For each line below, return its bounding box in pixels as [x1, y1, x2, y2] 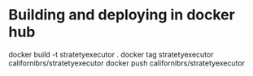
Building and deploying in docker [8, 6, 236, 24]
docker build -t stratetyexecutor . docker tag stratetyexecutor [8, 49, 214, 59]
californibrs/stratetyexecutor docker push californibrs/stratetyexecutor [8, 58, 246, 68]
